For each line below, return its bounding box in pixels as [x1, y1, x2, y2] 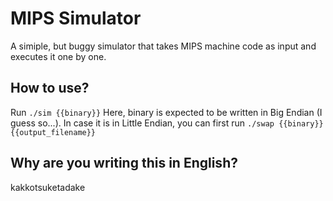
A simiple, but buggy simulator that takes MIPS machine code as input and [10, 40, 317, 52]
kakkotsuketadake [10, 181, 86, 193]
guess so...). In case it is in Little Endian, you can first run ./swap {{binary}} [10, 117, 324, 129]
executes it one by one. [10, 50, 107, 62]
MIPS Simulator [10, 7, 142, 30]
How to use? [10, 80, 90, 97]
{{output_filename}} [10, 127, 97, 137]
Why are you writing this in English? [10, 155, 238, 172]
